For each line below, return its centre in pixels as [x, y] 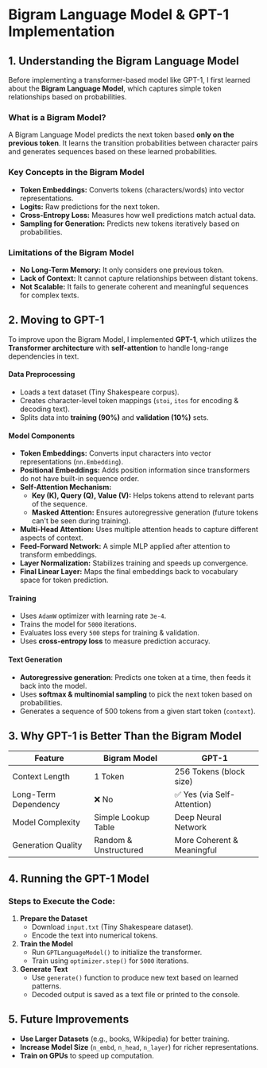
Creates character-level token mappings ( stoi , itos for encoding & [129, 400]
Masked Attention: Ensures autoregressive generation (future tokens [145, 513]
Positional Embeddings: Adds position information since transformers [135, 470]
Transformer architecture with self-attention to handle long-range [118, 348]
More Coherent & [206, 841]
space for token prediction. [64, 580]
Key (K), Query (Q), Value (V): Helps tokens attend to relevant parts [143, 495]
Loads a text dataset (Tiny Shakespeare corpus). [100, 392]
